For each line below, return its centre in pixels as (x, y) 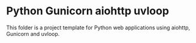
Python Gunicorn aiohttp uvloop (88, 11)
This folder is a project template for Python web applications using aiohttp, (98, 27)
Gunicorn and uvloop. (33, 33)
